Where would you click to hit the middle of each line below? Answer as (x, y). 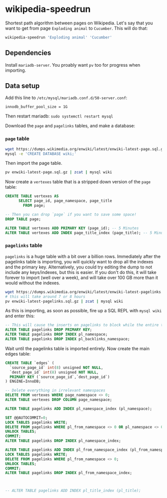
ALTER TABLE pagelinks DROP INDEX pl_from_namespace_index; (69, 473)
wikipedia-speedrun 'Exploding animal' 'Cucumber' (59, 37)
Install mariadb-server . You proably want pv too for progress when (73, 65)
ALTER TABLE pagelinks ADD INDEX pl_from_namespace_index (66, 450)
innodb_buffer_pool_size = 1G (37, 107)
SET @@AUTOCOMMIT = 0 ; (27, 418)
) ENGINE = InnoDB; (23, 381)
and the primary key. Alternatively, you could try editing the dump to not (79, 267)
